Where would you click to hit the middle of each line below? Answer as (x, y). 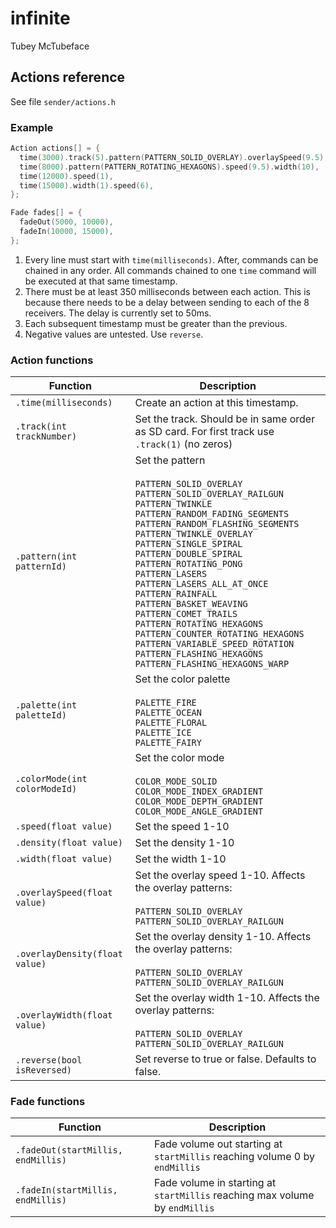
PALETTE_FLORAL (171, 723)
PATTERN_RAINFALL (176, 594)
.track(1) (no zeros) (183, 444)
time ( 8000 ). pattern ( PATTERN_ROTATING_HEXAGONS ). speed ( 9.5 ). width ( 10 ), (169, 167)
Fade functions (48, 1102)
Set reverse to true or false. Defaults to (225, 1059)
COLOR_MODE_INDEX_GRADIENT (199, 791)
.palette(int (46, 705)
